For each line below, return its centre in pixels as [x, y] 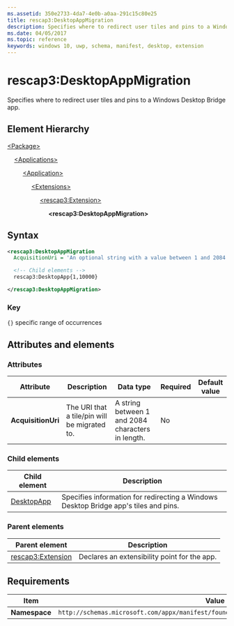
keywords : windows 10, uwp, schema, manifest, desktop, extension [106, 46]
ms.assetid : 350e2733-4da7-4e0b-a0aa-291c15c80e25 [82, 14]
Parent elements [36, 527]
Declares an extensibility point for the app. [148, 556]
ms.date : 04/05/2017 [37, 33]
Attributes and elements [61, 345]
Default [211, 382]
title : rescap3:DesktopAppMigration [60, 20]
